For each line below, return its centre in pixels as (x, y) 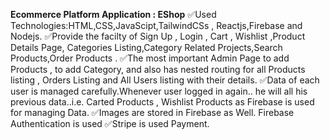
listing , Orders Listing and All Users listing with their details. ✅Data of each (165, 80)
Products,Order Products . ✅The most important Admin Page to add (150, 58)
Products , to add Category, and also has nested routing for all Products (158, 69)
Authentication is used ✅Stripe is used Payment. (110, 123)
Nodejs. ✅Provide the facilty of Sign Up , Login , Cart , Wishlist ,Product (158, 36)
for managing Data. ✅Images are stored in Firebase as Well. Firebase (152, 112)
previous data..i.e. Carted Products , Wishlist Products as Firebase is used (162, 102)
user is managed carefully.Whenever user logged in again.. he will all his (159, 91)
